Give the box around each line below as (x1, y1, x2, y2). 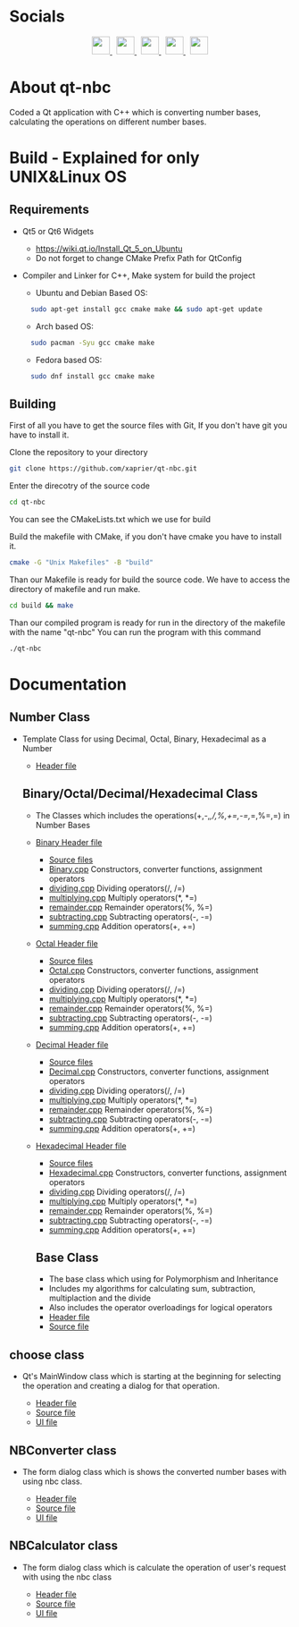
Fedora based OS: (35, 354, 103, 365)
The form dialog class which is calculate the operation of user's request (21, 1562, 287, 1572)
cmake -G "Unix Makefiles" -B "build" (9, 558, 154, 567)
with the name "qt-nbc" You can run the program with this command (9, 626, 262, 637)
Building (9, 396, 56, 411)
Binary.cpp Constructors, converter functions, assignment (48, 863, 263, 874)
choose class (9, 1347, 85, 1362)
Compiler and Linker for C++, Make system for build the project (21, 270, 256, 281)
